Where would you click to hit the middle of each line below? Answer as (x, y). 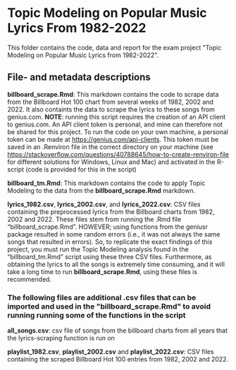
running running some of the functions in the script (97, 315)
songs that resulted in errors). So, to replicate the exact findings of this (110, 241)
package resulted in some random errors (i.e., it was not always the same (114, 234)
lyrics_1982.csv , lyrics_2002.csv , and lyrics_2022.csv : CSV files (104, 204)
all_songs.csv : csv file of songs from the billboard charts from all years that (117, 330)
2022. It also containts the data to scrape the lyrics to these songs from (111, 109)
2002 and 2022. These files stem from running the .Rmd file (94, 219)
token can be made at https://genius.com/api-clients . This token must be (113, 139)
